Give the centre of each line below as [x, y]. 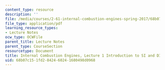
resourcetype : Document [29, 51]
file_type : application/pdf [34, 23]
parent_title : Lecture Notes [35, 42]
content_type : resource [29, 10]
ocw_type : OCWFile [24, 37]
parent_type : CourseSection [34, 46]
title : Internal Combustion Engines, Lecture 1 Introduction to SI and [80, 55]
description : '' [22, 14]
